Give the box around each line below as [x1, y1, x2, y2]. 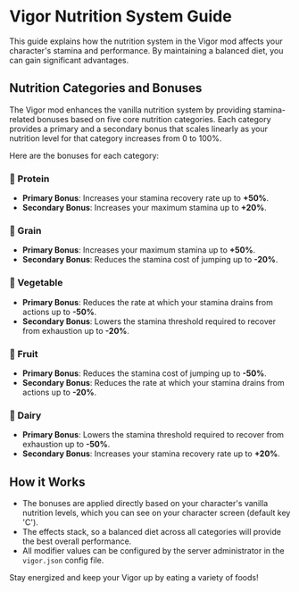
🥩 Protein [9, 172, 50, 185]
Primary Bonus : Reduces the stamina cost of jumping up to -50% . [21, 368, 268, 379]
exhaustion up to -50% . [21, 439, 111, 450]
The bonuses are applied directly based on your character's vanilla [21, 498, 269, 509]
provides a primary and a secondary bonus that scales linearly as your [9, 123, 269, 134]
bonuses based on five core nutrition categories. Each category [37, 113, 271, 124]
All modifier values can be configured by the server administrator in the [21, 546, 285, 556]
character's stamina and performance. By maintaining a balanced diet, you [9, 45, 284, 55]
